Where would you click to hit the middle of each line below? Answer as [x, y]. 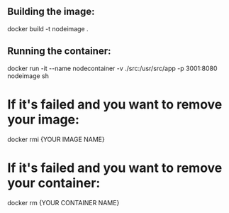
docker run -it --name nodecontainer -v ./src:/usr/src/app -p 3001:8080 [112, 68]
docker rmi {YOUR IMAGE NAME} [56, 139]
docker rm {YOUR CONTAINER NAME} [63, 202]
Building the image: [51, 12]
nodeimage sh [28, 76]
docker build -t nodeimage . [48, 28]
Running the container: [59, 51]
